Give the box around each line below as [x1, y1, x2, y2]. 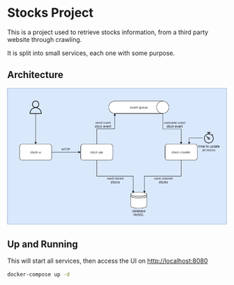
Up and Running [7, 238, 79, 250]
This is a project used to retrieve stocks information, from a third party [7, 28, 209, 36]
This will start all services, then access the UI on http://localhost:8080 [7, 256, 208, 265]
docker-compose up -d [7, 271, 70, 278]
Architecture [7, 69, 64, 81]
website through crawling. [7, 35, 82, 43]
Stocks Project [7, 5, 94, 21]
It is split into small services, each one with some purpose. [7, 49, 175, 57]
